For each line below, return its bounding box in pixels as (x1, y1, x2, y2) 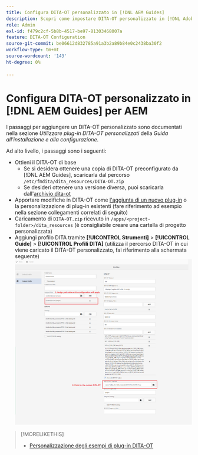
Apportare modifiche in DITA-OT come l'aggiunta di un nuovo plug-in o (14, 196, 187, 203)
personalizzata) (14, 227, 53, 235)
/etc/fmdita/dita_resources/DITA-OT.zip (23, 179, 124, 185)
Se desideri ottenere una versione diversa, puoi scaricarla (23, 184, 164, 191)
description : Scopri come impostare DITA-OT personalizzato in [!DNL (6, 15, 181, 22)
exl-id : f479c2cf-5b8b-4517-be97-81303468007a (6, 28, 123, 34)
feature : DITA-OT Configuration (6, 34, 85, 41)
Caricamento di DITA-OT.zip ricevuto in (14, 215, 110, 222)
